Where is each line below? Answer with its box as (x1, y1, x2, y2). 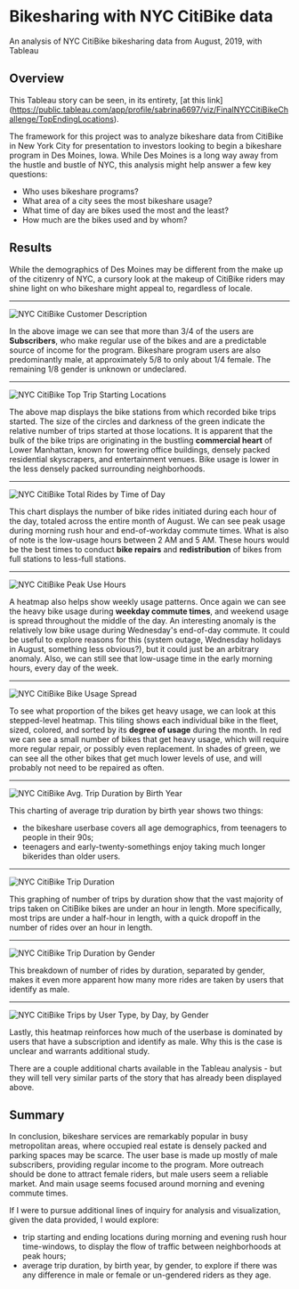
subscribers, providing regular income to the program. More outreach (9, 1160, 264, 1171)
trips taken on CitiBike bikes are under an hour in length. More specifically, (9, 902, 282, 914)
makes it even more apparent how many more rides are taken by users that (9, 974, 285, 985)
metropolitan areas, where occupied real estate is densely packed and (9, 1140, 267, 1151)
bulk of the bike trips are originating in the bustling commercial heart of (9, 435, 273, 445)
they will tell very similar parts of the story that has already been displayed (9, 1072, 282, 1083)
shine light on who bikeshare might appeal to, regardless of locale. (9, 282, 254, 293)
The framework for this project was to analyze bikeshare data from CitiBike (9, 131, 284, 142)
